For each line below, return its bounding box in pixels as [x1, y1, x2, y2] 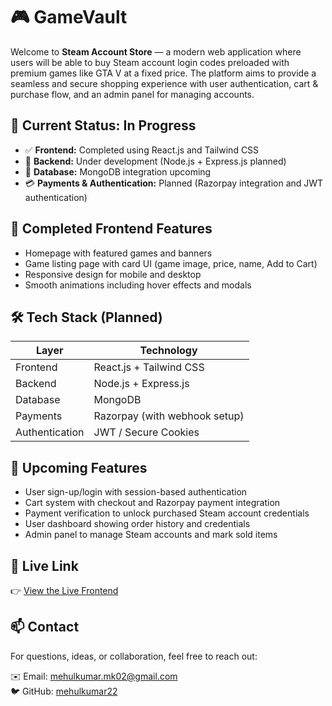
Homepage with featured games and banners [24, 247, 213, 259]
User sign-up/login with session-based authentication [24, 486, 248, 498]
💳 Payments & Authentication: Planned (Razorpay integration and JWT [24, 177, 324, 189]
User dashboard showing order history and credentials [24, 518, 251, 530]
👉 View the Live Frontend [10, 585, 119, 596]
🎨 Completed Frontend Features [10, 220, 213, 238]
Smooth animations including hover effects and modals [24, 279, 252, 291]
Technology [139, 344, 198, 358]
